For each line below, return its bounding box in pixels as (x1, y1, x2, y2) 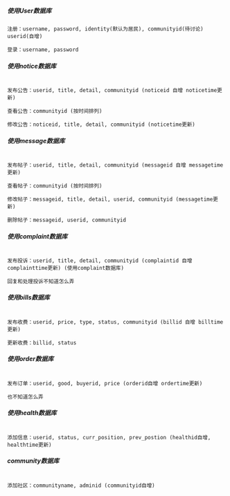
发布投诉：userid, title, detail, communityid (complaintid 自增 (7, 257, 193, 264)
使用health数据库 (7, 409, 57, 417)
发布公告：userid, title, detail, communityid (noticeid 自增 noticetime (7, 86, 218, 93)
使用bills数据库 (7, 293, 51, 302)
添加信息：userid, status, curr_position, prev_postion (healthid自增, (7, 434, 211, 441)
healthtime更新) (7, 441, 52, 448)
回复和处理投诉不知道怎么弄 (7, 277, 75, 285)
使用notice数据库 (7, 62, 57, 70)
